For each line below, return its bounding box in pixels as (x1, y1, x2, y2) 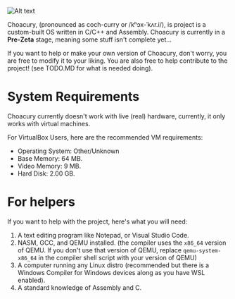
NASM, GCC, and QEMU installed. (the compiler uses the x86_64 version (17, 238, 227, 247)
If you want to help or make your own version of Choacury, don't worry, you (7, 49, 227, 57)
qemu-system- (182, 247, 222, 254)
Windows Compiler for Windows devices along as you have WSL (17, 268, 205, 276)
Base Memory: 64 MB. (17, 154, 83, 162)
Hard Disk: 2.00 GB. (17, 169, 75, 178)
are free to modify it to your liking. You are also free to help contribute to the (7, 56, 228, 65)
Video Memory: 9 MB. (17, 161, 82, 170)
